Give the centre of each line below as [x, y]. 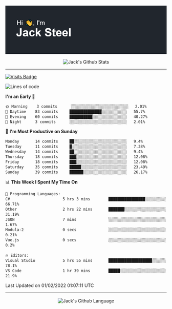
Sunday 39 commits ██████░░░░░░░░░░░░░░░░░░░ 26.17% [76, 172]
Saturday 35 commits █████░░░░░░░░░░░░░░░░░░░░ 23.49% [76, 167]
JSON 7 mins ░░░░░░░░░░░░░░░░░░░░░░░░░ [86, 219]
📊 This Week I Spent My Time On [41, 182]
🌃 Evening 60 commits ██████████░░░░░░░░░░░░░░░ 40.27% [76, 117]
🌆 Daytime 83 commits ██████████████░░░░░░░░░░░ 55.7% [75, 111]
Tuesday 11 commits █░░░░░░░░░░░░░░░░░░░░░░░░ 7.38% [75, 147]
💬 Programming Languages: [33, 194]
